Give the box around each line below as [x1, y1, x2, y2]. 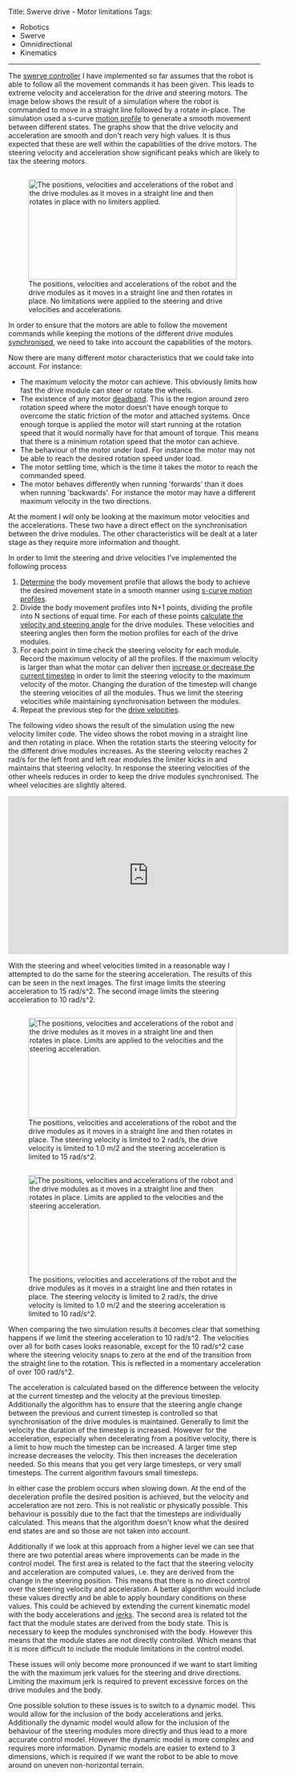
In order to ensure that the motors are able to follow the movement [8, 320, 228, 330]
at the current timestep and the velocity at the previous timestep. [8, 1392, 223, 1400]
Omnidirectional [19, 39, 73, 49]
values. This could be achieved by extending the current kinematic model [8, 1601, 251, 1611]
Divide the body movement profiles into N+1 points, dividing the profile [19, 603, 253, 612]
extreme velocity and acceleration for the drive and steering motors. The [8, 88, 248, 97]
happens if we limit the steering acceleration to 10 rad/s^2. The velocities [8, 1333, 250, 1343]
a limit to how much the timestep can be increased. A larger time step [8, 1442, 238, 1452]
